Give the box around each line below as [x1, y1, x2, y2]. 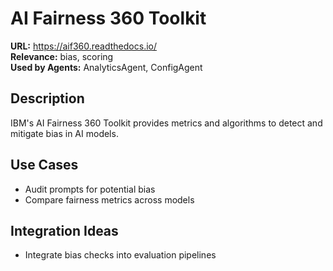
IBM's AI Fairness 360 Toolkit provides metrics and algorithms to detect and [10, 117, 323, 129]
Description [10, 90, 85, 107]
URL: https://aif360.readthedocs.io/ [10, 40, 157, 52]
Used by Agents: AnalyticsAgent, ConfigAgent [10, 61, 203, 73]
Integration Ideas [10, 222, 119, 239]
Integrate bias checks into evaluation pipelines [24, 249, 217, 261]
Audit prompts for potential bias [24, 183, 156, 195]
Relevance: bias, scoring [10, 50, 114, 62]
